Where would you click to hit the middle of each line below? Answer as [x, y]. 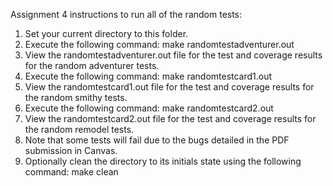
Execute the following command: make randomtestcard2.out [149, 108]
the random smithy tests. [76, 97]
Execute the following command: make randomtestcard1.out [148, 76]
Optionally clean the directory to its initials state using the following [163, 161]
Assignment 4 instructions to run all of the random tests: [126, 14]
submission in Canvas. [71, 150]
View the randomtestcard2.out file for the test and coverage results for [170, 118]
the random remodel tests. [79, 129]
